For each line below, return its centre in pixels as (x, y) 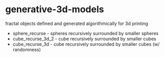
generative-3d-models (55, 9)
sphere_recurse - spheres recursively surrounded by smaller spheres (86, 33)
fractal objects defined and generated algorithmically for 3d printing (77, 23)
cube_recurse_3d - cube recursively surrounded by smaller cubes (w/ (86, 44)
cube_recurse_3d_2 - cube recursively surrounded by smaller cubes (85, 39)
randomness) (27, 49)
